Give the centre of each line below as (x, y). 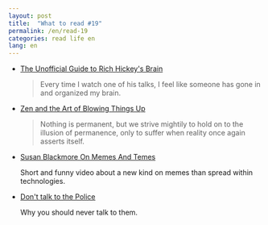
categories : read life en (52, 38)
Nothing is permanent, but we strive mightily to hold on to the (142, 124)
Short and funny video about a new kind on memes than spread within (136, 173)
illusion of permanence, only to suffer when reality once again (142, 133)
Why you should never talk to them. (79, 212)
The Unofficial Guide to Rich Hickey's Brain (91, 69)
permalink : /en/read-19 (48, 31)
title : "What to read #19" (56, 23)
